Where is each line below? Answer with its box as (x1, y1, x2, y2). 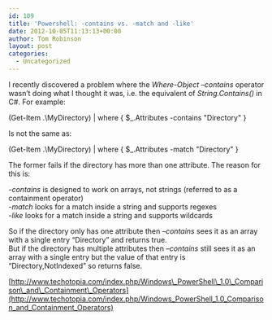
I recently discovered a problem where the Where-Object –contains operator (8, 79, 265, 90)
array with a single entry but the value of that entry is (8, 252, 186, 261)
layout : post (8, 42, 53, 50)
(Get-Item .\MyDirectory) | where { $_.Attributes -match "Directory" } (8, 144, 240, 154)
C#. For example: (8, 97, 67, 107)
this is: (8, 169, 31, 178)
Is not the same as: (8, 128, 72, 138)
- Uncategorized (15, 58, 71, 66)
